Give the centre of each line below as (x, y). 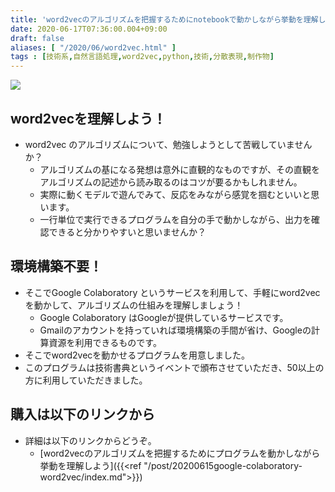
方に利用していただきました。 (86, 380)
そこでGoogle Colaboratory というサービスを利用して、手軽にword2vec (172, 292)
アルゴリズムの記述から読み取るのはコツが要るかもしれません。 (171, 182)
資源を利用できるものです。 (105, 342)
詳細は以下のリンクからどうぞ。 (90, 440)
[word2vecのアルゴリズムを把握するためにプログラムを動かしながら (180, 453)
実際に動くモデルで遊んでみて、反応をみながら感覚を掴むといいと (175, 194)
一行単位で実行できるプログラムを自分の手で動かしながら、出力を (175, 219)
